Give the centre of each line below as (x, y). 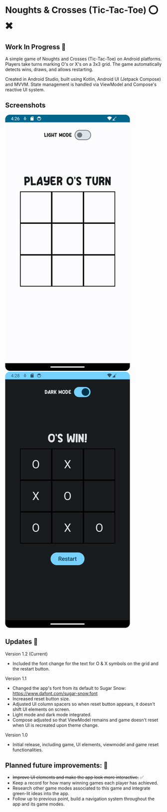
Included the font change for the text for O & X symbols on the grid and (85, 663)
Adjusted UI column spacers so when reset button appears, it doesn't (84, 704)
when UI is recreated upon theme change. (56, 725)
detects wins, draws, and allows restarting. (49, 69)
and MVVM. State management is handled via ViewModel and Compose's (81, 84)
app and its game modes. (38, 804)
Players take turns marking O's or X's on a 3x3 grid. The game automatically (83, 64)
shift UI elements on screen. (41, 709)
